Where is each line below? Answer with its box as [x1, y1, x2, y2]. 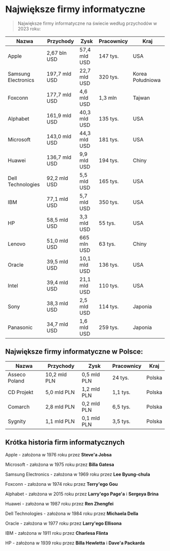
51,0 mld [46, 237, 68, 244]
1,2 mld [81, 386, 100, 393]
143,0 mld [46, 133, 72, 140]
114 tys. [98, 303, 119, 310]
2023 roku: [17, 25, 41, 31]
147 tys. [98, 52, 119, 59]
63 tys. [98, 240, 116, 247]
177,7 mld [46, 91, 72, 98]
